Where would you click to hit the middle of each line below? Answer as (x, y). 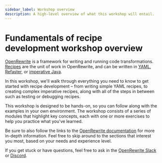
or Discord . (16, 156)
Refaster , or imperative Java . (34, 72)
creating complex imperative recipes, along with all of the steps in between (80, 91)
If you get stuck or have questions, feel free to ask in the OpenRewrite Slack (81, 150)
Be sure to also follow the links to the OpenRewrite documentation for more (80, 131)
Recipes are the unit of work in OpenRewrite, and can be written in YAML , (78, 67)
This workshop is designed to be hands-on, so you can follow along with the (81, 106)
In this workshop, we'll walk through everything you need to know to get (77, 81)
